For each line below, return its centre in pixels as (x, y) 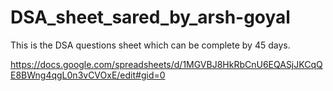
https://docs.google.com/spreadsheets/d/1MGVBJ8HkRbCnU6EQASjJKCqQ (166, 64)
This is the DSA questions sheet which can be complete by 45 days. (150, 45)
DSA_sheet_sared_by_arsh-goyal (150, 17)
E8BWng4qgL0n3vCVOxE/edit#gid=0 (88, 75)
